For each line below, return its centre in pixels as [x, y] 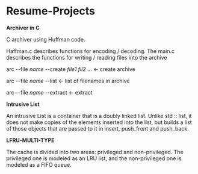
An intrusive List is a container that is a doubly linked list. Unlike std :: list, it [99, 116]
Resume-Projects [51, 11]
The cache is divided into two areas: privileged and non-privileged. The [95, 152]
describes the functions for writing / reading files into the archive [87, 57]
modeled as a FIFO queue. [39, 164]
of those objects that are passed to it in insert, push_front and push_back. [97, 128]
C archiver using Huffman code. [46, 39]
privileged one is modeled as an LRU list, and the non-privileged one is [94, 158]
